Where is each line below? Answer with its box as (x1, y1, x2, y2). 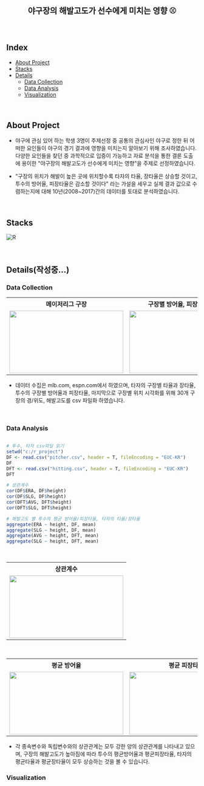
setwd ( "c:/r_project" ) (6, 449, 64, 455)
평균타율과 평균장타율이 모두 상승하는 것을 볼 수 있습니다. (15, 758, 150, 765)
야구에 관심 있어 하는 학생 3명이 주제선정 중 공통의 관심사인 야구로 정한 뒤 (15, 137, 188, 144)
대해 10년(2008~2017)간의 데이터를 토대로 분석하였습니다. (41, 188, 180, 195)
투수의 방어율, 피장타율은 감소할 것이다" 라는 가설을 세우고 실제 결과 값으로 (15, 180, 191, 188)
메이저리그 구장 (46, 300, 87, 308)
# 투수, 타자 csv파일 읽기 (6, 443, 64, 449)
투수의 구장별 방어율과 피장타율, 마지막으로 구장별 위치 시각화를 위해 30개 (15, 389, 189, 396)
